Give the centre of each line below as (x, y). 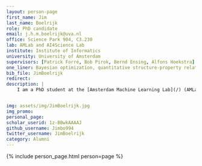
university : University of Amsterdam (54, 56)
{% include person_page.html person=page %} (65, 156)
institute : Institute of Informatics (54, 51)
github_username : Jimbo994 (40, 128)
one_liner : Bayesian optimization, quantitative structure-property (94, 67)
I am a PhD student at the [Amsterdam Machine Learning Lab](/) (99, 90)
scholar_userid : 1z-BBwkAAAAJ (44, 123)
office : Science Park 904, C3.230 (50, 40)
